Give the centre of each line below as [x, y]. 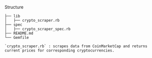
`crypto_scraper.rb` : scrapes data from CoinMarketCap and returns [76, 46]
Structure [14, 7]
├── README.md [19, 33]
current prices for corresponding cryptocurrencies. [60, 51]
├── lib [13, 16]
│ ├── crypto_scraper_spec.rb [38, 29]
